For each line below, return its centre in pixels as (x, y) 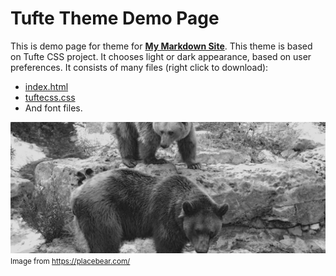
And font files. (53, 108)
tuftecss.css (50, 97)
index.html (46, 86)
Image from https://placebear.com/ (70, 261)
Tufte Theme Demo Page (115, 18)
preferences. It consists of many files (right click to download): (139, 67)
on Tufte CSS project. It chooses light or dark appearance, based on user (161, 56)
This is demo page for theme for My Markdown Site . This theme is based (161, 46)
